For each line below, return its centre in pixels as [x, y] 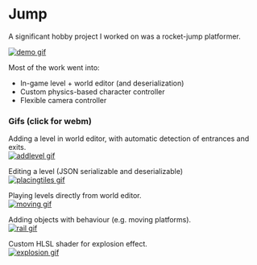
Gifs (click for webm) [50, 121]
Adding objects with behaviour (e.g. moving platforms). [100, 220]
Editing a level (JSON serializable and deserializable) [96, 172]
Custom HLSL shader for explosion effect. [78, 244]
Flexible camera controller [63, 100]
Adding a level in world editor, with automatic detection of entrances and [129, 139]
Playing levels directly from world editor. [75, 196]
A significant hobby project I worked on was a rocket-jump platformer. [125, 36]
